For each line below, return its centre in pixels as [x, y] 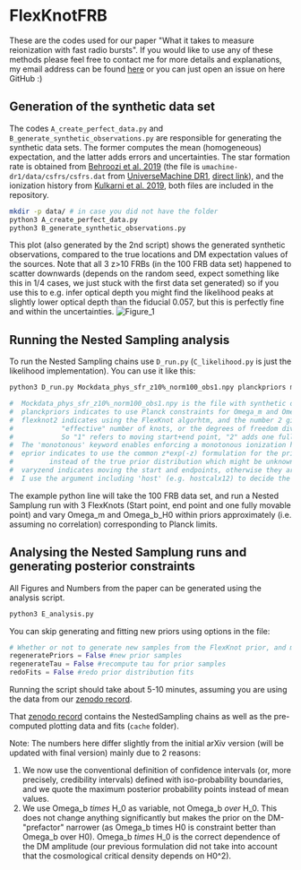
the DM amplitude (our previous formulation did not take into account [150, 846]
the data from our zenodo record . [71, 699]
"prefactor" [43, 827]
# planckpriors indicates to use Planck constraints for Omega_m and [144, 412]
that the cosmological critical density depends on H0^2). [126, 856]
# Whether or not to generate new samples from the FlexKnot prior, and [148, 647]
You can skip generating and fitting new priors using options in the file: [140, 631]
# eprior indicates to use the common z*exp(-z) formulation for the [144, 453]
